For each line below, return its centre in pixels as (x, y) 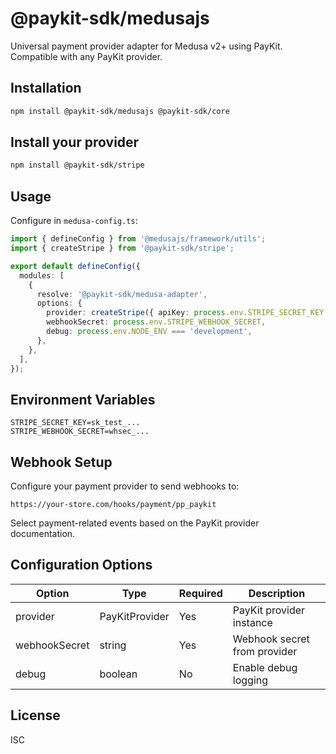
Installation (46, 88)
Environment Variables (83, 399)
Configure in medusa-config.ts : (74, 221)
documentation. (43, 533)
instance (252, 622)
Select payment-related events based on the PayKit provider (135, 523)
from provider (265, 651)
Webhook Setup (61, 462)
